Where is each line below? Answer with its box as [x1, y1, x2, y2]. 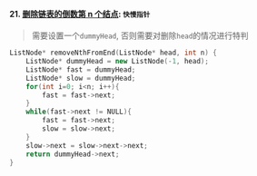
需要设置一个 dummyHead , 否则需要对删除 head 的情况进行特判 [31, 30, 249, 41]
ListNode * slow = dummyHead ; [25, 73, 136, 83]
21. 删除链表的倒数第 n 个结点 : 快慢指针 [9, 8, 151, 19]
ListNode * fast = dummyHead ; [25, 64, 136, 74]
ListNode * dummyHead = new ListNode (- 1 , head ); [25, 57, 209, 66]
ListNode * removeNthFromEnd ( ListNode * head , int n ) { [9, 48, 218, 58]
